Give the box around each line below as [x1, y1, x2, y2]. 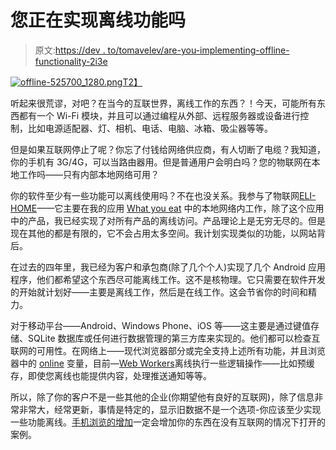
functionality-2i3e [34, 55, 108, 67]
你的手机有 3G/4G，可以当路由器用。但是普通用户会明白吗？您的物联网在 [10, 156, 312, 168]
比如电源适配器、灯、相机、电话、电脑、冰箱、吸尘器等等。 [27, 122, 273, 134]
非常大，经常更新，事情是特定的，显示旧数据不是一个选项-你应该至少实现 [18, 403, 322, 415]
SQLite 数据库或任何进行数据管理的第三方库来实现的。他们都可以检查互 [27, 332, 321, 344]
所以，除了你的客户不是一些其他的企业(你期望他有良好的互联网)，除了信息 [10, 391, 315, 403]
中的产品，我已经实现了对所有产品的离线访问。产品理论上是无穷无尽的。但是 [10, 214, 326, 226]
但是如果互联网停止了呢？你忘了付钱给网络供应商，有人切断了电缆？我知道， [10, 143, 326, 155]
